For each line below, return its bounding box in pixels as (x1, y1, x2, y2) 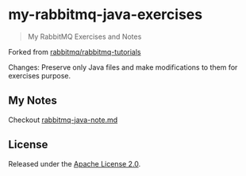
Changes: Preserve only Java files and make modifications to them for (8, 62, 238, 72)
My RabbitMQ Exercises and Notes (27, 32, 142, 41)
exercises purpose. (8, 71, 71, 80)
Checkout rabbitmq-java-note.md (8, 115, 118, 124)
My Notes (8, 94, 58, 108)
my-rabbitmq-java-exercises (8, 6, 203, 24)
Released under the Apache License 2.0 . (8, 159, 141, 168)
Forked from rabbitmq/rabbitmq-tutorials (8, 47, 141, 56)
